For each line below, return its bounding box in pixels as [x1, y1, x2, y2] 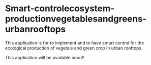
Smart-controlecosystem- [5, 3, 115, 14]
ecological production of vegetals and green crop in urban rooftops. [5, 45, 143, 51]
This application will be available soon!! [5, 54, 85, 60]
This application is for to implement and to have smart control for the [5, 40, 144, 45]
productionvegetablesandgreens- [5, 13, 147, 24]
